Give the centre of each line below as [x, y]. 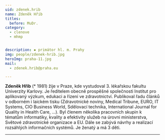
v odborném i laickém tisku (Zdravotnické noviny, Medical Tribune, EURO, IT [82, 102]
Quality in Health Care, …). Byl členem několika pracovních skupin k [74, 112]
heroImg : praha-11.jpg [28, 59]
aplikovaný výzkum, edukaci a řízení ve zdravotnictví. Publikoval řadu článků [82, 97]
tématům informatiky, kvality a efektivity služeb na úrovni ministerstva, [76, 117]
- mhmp [16, 37]
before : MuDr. [24, 23]
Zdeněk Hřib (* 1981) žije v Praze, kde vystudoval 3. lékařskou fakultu [76, 86]
